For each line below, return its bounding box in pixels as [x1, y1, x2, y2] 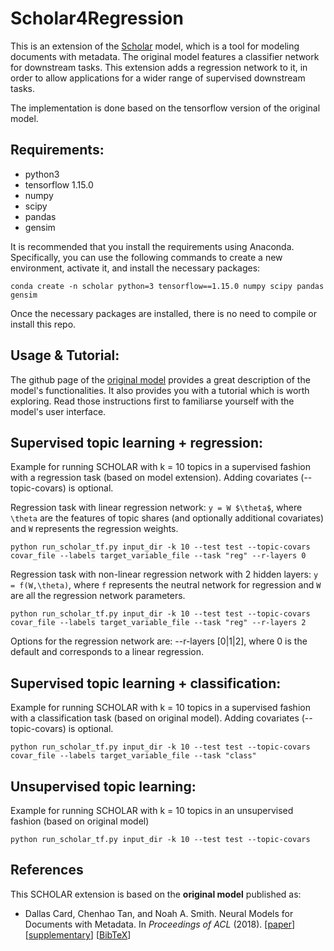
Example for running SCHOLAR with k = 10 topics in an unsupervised [10, 805, 294, 816]
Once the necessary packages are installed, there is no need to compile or [10, 307, 317, 319]
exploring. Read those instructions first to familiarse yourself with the [10, 395, 295, 407]
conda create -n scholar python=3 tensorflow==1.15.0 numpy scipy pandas [10, 281, 325, 291]
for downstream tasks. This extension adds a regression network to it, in [10, 61, 308, 73]
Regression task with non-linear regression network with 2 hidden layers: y [10, 568, 319, 581]
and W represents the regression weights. [10, 523, 179, 535]
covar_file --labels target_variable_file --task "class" [10, 751, 257, 761]
